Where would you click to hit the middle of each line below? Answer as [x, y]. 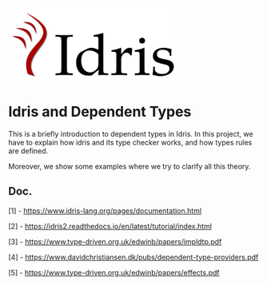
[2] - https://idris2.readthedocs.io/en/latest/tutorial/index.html [110, 226]
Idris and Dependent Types [100, 112]
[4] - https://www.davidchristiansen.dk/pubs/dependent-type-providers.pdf [133, 257]
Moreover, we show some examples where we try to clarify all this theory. [130, 166]
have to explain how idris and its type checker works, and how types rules [130, 142]
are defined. [28, 151]
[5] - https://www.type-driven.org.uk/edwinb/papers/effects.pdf [114, 272]
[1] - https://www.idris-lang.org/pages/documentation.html [105, 211]
